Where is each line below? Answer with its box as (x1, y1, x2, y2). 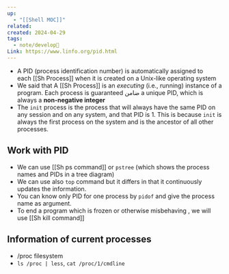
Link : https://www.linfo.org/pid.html (7, 49, 118, 55)
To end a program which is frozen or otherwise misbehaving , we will (16, 206, 211, 215)
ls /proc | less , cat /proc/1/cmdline (16, 259, 125, 267)
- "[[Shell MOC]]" (13, 16, 66, 23)
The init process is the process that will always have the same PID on (16, 103, 216, 111)
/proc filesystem (16, 251, 64, 260)
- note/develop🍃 (13, 42, 59, 49)
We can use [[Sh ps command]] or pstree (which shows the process (16, 163, 210, 171)
